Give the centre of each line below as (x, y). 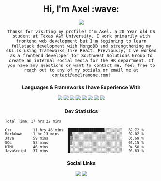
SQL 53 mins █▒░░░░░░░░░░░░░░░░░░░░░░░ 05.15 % (74, 142)
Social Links (81, 163)
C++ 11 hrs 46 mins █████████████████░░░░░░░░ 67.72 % (74, 130)
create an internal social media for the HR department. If (81, 60)
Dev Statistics (81, 111)
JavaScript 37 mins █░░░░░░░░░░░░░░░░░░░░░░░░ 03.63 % (74, 151)
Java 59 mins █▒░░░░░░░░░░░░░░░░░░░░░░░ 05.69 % (74, 138)
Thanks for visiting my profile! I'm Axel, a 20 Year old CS (81, 31)
